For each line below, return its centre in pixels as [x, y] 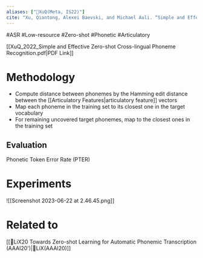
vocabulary [29, 113]
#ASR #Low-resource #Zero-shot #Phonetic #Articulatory [78, 34]
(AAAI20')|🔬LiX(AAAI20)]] [39, 248]
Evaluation [27, 145]
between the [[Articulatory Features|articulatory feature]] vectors [96, 100]
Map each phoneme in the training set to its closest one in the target [100, 107]
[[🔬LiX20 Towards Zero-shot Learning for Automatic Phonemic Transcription [101, 242]
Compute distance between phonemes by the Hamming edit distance [101, 94]
